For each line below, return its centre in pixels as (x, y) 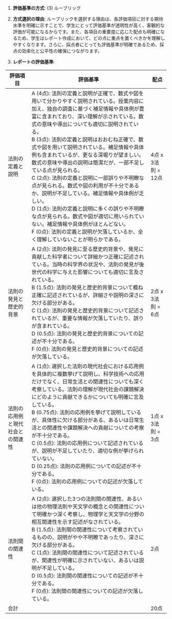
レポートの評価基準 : (34, 62)
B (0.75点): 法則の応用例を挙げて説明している (87, 412)
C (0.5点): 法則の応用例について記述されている (88, 443)
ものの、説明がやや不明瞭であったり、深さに (90, 537)
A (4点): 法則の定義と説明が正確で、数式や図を (88, 93)
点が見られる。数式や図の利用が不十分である (85, 185)
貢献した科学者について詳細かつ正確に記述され (88, 257)
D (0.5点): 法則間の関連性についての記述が (82, 576)
